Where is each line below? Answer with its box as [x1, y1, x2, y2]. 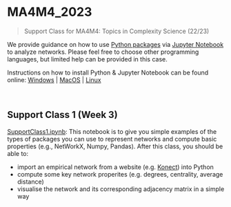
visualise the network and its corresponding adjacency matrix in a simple [17, 184, 225, 193]
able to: [7, 149, 29, 157]
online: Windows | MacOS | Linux [7, 75, 101, 83]
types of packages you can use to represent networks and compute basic [7, 135, 217, 143]
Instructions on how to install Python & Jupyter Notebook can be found [7, 68, 209, 77]
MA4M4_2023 [7, 4, 92, 20]
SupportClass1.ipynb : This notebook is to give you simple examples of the [7, 127, 217, 135]
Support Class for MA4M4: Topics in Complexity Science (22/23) [23, 27, 210, 35]
